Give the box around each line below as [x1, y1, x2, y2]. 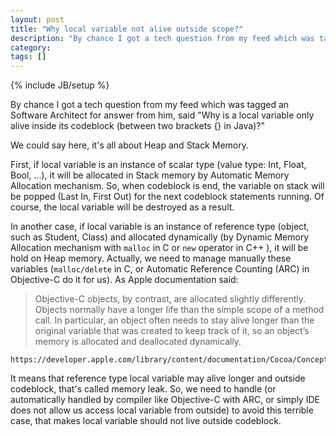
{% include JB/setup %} [10, 79, 110, 91]
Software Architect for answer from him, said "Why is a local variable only [10, 109, 315, 121]
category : [10, 42, 52, 53]
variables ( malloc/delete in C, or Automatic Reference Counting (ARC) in [10, 263, 310, 275]
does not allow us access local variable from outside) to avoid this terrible [10, 404, 314, 416]
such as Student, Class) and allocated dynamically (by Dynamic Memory [10, 231, 310, 243]
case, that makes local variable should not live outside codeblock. [10, 415, 282, 427]
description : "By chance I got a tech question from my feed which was [10, 33, 315, 43]
